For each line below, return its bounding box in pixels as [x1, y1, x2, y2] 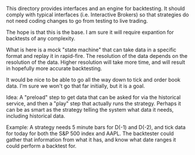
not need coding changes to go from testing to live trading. [6, 18, 148, 24]
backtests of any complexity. [6, 35, 76, 42]
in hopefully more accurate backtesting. [6, 65, 102, 72]
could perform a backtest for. [6, 143, 77, 149]
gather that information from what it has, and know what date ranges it [6, 136, 176, 143]
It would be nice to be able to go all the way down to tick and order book [6, 76, 181, 83]
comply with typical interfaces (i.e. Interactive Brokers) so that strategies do [6, 11, 189, 18]
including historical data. [6, 112, 66, 119]
